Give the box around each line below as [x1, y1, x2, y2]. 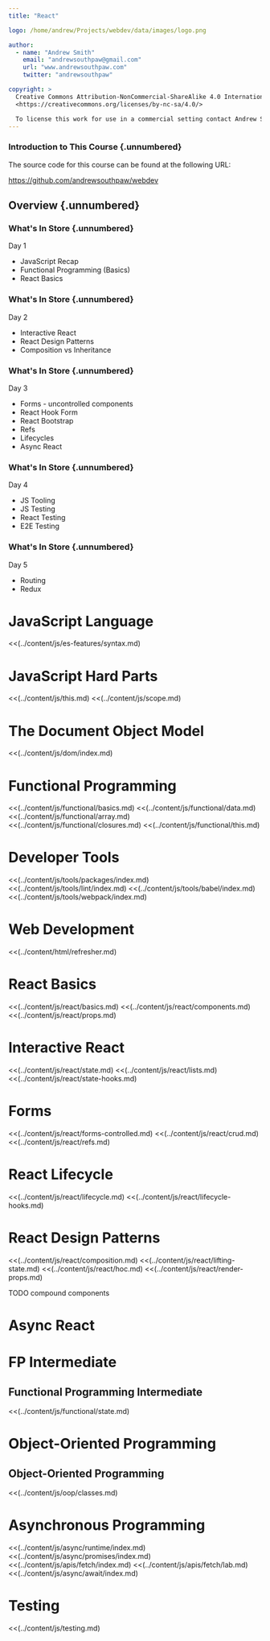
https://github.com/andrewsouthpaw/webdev [8, 175, 159, 185]
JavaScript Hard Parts [8, 667, 158, 685]
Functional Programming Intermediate [8, 1385, 203, 1399]
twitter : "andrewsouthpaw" [22, 71, 113, 79]
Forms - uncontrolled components [19, 399, 134, 408]
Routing [19, 575, 47, 585]
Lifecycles [19, 432, 55, 443]
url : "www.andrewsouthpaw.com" [22, 64, 128, 72]
